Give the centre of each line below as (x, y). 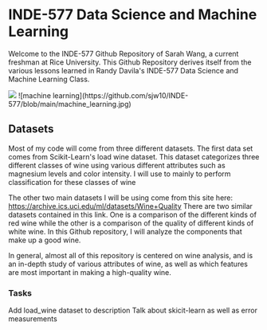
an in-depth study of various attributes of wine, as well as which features (128, 264)
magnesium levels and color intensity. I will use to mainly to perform (120, 174)
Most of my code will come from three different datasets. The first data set (131, 148)
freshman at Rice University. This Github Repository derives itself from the (130, 62)
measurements (33, 319)
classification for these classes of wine (72, 182)
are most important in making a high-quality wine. (90, 272)
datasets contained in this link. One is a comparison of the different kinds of (133, 214)
